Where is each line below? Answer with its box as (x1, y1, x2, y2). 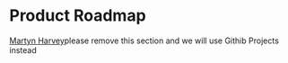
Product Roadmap (9, 5, 146, 26)
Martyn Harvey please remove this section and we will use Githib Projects (9, 35, 280, 46)
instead (9, 44, 38, 55)
